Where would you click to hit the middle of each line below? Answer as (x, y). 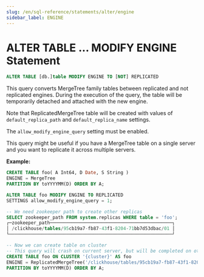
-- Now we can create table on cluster (57, 245)
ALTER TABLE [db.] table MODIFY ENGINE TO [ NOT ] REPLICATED (83, 77)
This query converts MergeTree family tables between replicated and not (97, 88)
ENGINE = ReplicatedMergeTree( (46, 262)
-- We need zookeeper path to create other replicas (74, 212)
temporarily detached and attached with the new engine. (77, 102)
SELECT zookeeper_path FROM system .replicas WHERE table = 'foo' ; (92, 217)
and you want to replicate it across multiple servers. (71, 150)
